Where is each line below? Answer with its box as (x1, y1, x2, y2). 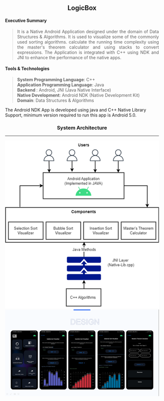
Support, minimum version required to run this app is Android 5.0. (5, 112, 137, 118)
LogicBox (67, 4, 97, 12)
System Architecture (57, 124, 107, 131)
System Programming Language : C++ (17, 76, 95, 82)
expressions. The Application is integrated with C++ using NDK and (17, 49, 159, 55)
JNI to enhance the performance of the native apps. (17, 54, 122, 60)
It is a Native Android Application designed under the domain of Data (17, 28, 159, 34)
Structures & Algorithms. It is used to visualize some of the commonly (17, 34, 159, 40)
